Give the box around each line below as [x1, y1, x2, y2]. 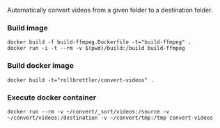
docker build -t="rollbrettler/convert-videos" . [7, 76, 155, 84]
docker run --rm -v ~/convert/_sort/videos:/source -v [7, 108, 170, 115]
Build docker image [7, 61, 74, 71]
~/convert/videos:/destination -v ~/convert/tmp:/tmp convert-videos [7, 114, 214, 121]
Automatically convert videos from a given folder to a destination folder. [7, 6, 213, 14]
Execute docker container [7, 93, 96, 102]
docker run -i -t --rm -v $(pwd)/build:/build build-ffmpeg [7, 45, 186, 52]
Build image [7, 23, 49, 33]
